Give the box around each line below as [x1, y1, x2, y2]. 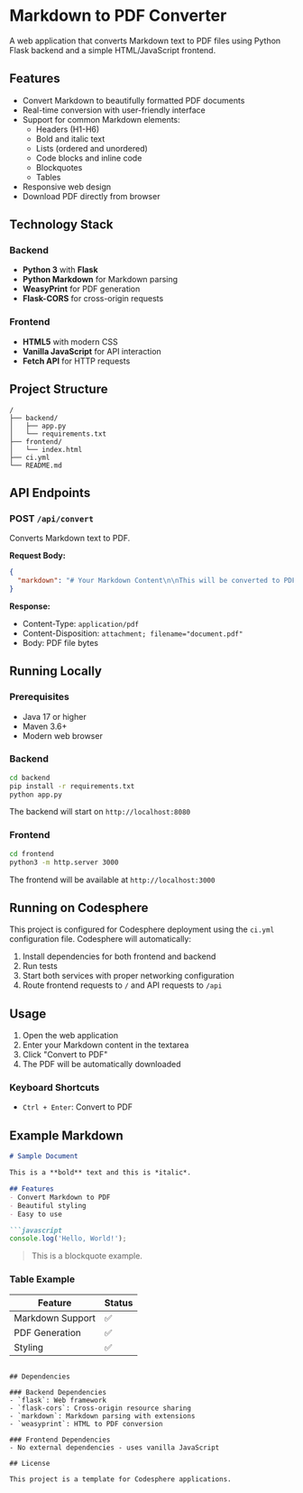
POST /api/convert [9, 511, 95, 524]
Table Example [9, 1273, 75, 1286]
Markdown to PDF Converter [9, 5, 227, 26]
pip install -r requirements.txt [9, 781, 135, 790]
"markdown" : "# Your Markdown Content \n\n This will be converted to [17, 576, 280, 585]
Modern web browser [22, 730, 104, 741]
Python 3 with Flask [22, 264, 98, 275]
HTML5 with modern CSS [22, 336, 119, 347]
